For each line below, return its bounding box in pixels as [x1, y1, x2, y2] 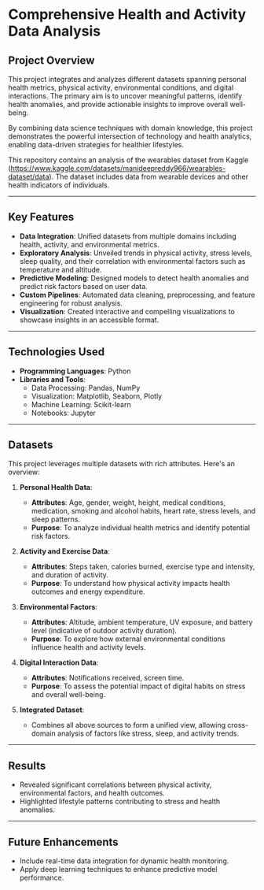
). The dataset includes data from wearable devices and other [49, 172, 249, 181]
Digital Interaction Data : [19, 658, 99, 667]
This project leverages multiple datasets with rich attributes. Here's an [8, 459, 236, 469]
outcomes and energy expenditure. [31, 587, 145, 596]
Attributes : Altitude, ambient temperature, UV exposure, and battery [31, 617, 253, 627]
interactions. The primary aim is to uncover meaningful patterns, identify [8, 91, 243, 100]
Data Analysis [8, 22, 101, 40]
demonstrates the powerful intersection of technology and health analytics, [8, 132, 252, 141]
